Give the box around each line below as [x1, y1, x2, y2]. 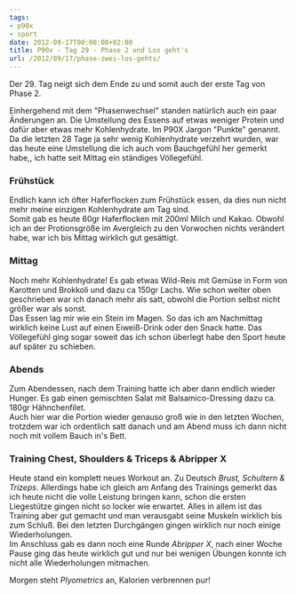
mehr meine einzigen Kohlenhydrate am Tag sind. [9, 204, 191, 215]
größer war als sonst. [9, 303, 87, 313]
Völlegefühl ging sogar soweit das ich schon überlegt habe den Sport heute [9, 331, 286, 342]
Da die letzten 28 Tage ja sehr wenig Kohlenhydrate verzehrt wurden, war [9, 134, 279, 144]
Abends [9, 363, 44, 376]
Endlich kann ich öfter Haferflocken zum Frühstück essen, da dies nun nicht [9, 194, 287, 205]
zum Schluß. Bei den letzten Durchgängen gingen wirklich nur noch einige [9, 520, 282, 531]
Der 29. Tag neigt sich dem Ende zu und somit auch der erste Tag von [9, 79, 266, 89]
